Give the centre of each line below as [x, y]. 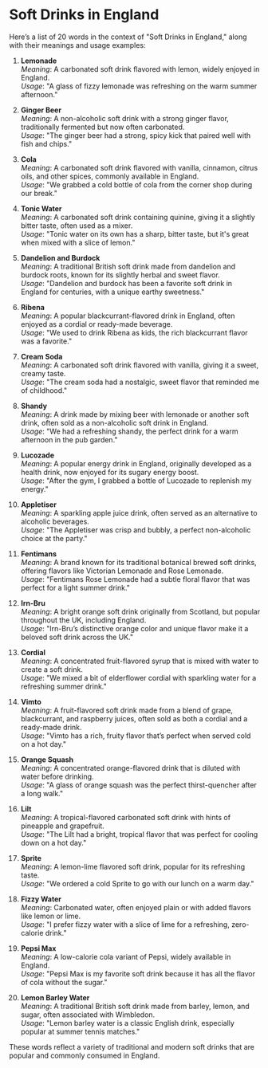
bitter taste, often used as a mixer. [77, 226]
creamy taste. [43, 373]
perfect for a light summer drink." [75, 587]
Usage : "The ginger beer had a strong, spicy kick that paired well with [136, 135]
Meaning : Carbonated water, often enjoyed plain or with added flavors [136, 907]
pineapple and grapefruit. [62, 826]
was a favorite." [46, 341]
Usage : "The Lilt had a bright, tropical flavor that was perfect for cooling [139, 834]
